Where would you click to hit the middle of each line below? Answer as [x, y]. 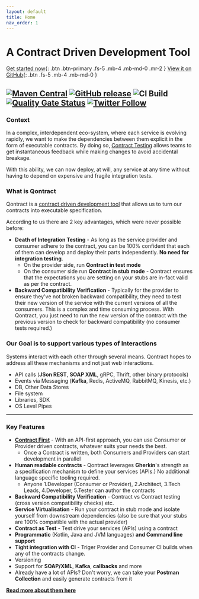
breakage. [19, 158]
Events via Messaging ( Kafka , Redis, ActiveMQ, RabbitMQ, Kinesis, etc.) [103, 380]
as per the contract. [48, 284]
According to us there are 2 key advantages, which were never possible [94, 222]
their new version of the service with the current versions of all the [96, 303]
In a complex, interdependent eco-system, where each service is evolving [96, 133]
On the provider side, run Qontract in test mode [82, 265]
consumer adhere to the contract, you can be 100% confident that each [102, 246]
